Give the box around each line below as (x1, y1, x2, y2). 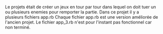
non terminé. (5, 24, 31, 30)
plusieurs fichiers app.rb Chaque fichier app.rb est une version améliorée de (5, 14, 158, 20)
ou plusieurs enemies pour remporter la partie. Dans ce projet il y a (5, 9, 140, 15)
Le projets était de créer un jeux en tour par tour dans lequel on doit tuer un (5, 4, 157, 10)
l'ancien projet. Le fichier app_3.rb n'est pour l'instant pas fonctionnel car (5, 19, 152, 25)
